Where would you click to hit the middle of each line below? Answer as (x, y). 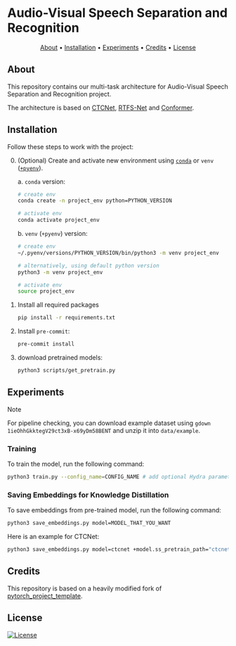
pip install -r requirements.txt (66, 318)
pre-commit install (46, 344)
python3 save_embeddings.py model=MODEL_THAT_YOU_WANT (89, 523)
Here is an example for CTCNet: (53, 537)
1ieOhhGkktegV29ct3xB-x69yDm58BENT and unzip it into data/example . (104, 430)
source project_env (46, 291)
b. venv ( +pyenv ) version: (52, 234)
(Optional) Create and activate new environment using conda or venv (116, 160)
